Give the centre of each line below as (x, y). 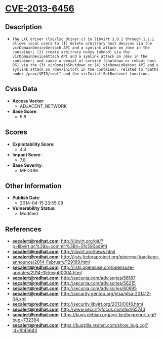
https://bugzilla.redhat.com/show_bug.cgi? (104, 325)
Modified (29, 214)
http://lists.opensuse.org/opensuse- (98, 267)
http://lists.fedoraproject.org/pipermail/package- (110, 257)
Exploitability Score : (33, 144)
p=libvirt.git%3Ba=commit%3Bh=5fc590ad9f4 (60, 246)
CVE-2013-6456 (40, 9)
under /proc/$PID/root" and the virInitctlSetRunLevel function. (81, 74)
